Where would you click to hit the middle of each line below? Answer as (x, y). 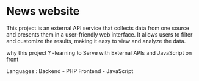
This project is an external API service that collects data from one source (98, 28)
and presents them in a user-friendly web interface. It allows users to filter (99, 34)
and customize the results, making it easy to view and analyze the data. (96, 41)
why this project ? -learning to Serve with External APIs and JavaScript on (99, 52)
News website (43, 11)
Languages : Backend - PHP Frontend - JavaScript (70, 71)
